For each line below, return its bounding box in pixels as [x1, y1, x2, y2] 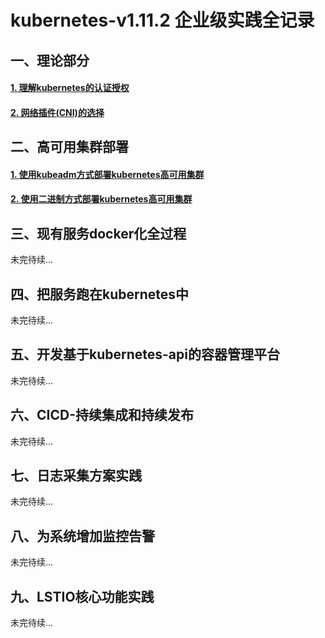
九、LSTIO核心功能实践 [10, 588, 155, 605]
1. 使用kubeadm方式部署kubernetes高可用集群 [10, 168, 205, 180]
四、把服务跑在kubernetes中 [10, 286, 190, 303]
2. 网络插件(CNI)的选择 [10, 106, 105, 118]
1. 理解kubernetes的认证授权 [10, 82, 130, 94]
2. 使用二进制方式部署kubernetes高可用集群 [10, 193, 193, 205]
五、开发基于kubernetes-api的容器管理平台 [10, 346, 280, 363]
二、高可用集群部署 [10, 139, 129, 156]
